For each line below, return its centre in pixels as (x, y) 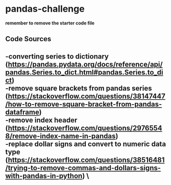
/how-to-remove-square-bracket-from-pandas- (84, 104)
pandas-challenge (45, 9)
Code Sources (28, 39)
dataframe (22, 112)
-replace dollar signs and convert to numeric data (86, 144)
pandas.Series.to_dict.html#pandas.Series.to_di (84, 72)
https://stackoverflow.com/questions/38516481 (86, 160)
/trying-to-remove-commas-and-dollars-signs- (83, 168)
